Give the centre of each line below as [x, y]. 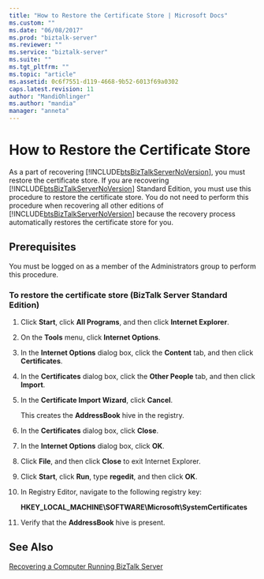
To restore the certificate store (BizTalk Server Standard [118, 295]
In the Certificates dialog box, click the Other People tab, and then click [138, 377]
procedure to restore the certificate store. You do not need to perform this [129, 197]
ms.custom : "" [32, 23]
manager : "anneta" [39, 111]
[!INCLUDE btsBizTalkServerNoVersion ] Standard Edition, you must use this [130, 188]
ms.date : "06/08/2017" [46, 30]
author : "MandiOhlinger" [50, 96]
